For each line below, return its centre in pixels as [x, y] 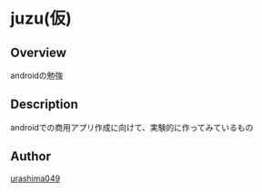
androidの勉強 [37, 75]
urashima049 [35, 178]
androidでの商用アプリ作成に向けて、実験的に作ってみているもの [132, 127]
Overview [39, 52]
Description [44, 105]
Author [30, 156]
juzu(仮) [41, 19]
